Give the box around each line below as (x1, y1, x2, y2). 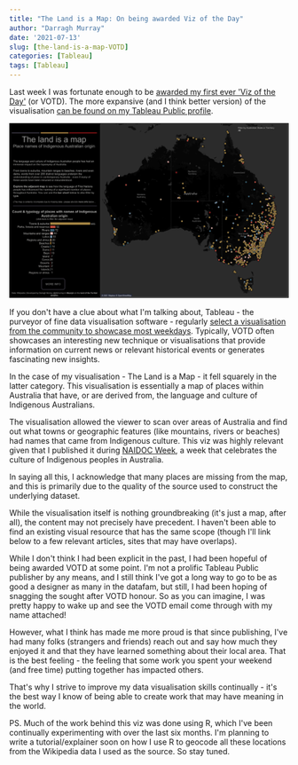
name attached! (9, 609, 67, 620)
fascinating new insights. (9, 353, 100, 364)
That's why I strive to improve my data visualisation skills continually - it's (9, 682, 278, 692)
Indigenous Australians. (9, 399, 96, 410)
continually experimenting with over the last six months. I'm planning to (9, 727, 270, 737)
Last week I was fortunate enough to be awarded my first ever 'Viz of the (9, 87, 277, 97)
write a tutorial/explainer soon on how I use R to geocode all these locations (9, 737, 286, 747)
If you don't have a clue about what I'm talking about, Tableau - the (9, 306, 255, 317)
